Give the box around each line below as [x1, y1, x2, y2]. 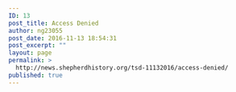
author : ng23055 [8, 26, 63, 34]
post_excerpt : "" [8, 42, 67, 50]
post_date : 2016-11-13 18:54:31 [8, 34, 117, 42]
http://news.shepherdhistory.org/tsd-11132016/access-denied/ [15, 64, 229, 72]
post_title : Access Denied [8, 19, 99, 27]
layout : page [8, 49, 52, 57]
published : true [8, 71, 63, 79]
